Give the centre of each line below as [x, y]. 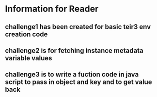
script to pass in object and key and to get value [78, 82]
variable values [29, 58]
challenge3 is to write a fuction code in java [72, 75]
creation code [26, 34]
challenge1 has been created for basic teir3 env [78, 27]
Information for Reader [52, 9]
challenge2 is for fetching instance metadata [74, 50]
